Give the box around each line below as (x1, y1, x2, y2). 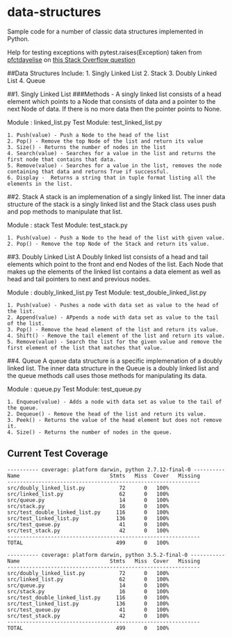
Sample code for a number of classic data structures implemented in (7, 27, 204, 36)
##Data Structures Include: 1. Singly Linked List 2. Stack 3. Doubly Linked (7, 69, 217, 77)
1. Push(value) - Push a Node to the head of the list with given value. (7, 234, 226, 241)
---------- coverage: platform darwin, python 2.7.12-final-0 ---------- (7, 466, 226, 473)
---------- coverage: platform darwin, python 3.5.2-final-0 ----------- (7, 551, 226, 558)
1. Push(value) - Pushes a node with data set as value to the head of (7, 301, 219, 308)
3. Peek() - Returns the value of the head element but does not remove (7, 416, 222, 423)
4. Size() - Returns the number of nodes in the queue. (7, 429, 172, 436)
